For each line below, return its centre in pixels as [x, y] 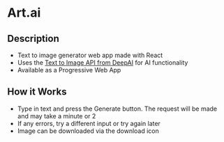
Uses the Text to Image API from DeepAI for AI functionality [103, 63]
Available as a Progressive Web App [69, 70]
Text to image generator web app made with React [90, 55]
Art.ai [24, 13]
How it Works [37, 92]
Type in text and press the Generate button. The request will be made [117, 109]
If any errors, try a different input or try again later [89, 123]
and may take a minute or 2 [57, 116]
